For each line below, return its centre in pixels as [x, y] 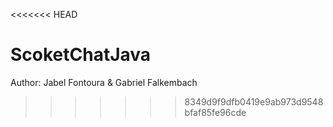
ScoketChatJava [81, 55]
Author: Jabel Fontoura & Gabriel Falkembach [104, 82]
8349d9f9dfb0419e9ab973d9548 [254, 101]
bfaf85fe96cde [215, 112]
